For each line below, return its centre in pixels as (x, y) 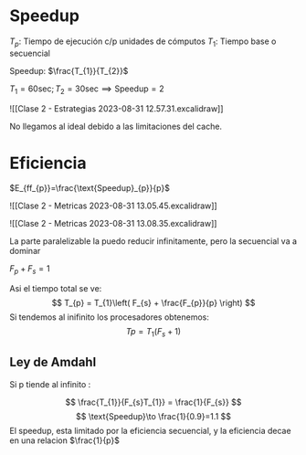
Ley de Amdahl (53, 362)
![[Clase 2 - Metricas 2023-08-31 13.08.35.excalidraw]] (113, 224)
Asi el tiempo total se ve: (56, 289)
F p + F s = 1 (30, 270)
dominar (25, 251)
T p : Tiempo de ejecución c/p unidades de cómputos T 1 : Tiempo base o (143, 42)
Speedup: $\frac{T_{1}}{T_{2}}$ (69, 70)
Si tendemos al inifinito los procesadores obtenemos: (110, 317)
